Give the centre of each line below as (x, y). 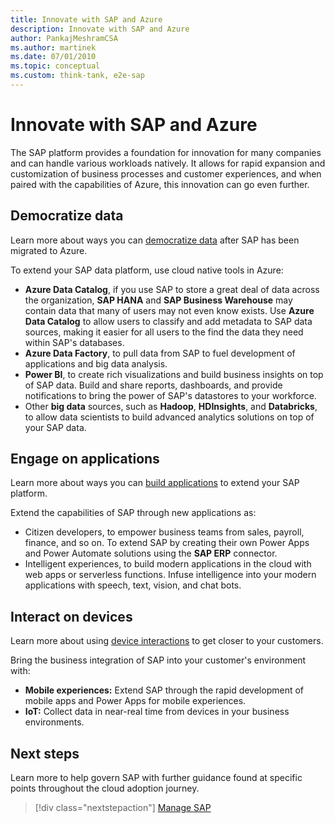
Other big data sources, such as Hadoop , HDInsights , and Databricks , (171, 406)
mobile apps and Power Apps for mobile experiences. (135, 701)
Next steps (45, 753)
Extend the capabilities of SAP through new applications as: (133, 513)
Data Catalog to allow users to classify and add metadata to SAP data (168, 321)
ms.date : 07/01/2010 (53, 57)
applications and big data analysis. (96, 363)
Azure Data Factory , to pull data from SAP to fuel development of (160, 353)
